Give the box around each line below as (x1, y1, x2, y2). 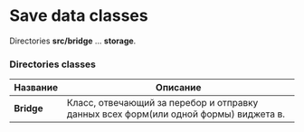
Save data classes (9, 5, 148, 26)
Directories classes (9, 58, 97, 71)
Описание (155, 81, 202, 94)
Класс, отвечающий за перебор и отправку (66, 97, 259, 109)
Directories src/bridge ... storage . (9, 35, 137, 46)
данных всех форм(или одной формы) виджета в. (66, 108, 286, 120)
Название (14, 81, 59, 94)
